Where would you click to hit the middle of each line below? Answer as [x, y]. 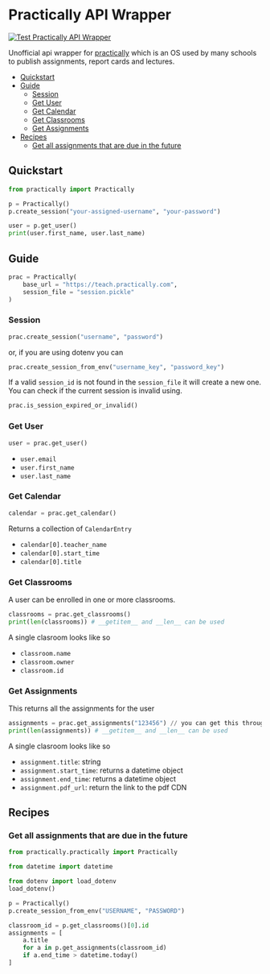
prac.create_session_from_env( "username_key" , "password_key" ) [117, 367]
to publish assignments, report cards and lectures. [92, 61]
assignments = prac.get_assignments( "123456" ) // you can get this [124, 723]
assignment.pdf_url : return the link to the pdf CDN [103, 787]
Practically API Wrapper [90, 15]
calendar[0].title [51, 562]
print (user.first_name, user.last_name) [77, 234]
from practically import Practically [72, 189]
